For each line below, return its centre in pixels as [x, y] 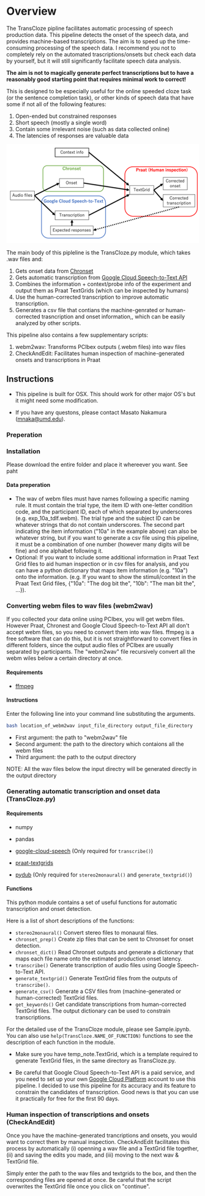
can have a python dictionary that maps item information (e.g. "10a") [101, 570]
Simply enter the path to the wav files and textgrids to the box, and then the [102, 1173]
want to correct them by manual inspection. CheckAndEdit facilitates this [98, 1142]
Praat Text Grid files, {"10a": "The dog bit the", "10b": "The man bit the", [105, 583]
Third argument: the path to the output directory [76, 757]
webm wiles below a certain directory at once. [65, 658]
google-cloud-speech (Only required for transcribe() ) [84, 851]
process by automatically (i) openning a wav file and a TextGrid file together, [102, 1149]
